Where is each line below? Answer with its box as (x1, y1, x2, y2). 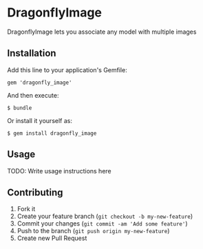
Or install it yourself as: (7, 116, 72, 124)
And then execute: (7, 91, 59, 99)
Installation (7, 47, 56, 59)
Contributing (7, 186, 63, 198)
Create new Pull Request (17, 234, 87, 242)
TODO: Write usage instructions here (7, 166, 111, 175)
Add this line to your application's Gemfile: (7, 65, 127, 74)
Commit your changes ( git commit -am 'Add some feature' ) (17, 219, 188, 228)
